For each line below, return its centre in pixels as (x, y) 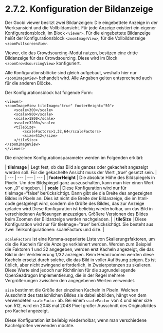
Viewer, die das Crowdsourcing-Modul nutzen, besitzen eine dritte (72, 53)
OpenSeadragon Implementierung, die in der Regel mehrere (65, 275)
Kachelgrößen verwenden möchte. (40, 325)
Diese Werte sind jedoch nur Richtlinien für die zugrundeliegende (71, 270)
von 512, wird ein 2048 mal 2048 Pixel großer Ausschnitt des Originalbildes (81, 305)
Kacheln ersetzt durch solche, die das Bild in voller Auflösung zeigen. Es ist (81, 260)
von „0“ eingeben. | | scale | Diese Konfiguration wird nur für (66, 188)
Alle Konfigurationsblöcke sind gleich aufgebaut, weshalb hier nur (71, 72)
